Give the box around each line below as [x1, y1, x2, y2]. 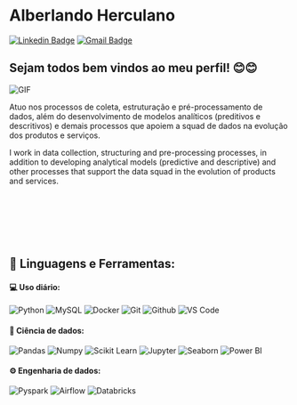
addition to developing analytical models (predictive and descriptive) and [9, 157, 277, 167]
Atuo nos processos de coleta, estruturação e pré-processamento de [9, 101, 263, 112]
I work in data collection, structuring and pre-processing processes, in [9, 147, 267, 158]
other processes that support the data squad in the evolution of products [9, 166, 276, 176]
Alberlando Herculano [9, 5, 176, 26]
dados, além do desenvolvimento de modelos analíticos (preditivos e [9, 110, 261, 121]
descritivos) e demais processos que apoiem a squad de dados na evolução [9, 120, 289, 131]
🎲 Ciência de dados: [9, 325, 84, 336]
